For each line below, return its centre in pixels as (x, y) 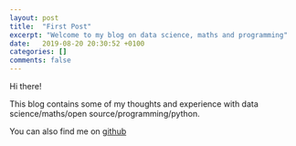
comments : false (40, 60)
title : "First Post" (51, 26)
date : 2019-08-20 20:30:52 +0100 (77, 43)
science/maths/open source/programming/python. (105, 114)
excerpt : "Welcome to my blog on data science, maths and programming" (148, 35)
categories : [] (38, 52)
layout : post (34, 18)
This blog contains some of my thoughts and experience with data (134, 104)
